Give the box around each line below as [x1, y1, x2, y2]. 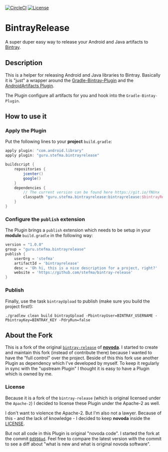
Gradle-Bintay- [126, 93, 158, 98]
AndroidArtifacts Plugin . [5, 83, 54, 89]
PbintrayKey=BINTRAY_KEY [5, 317, 57, 323]
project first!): [5, 303, 33, 309]
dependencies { [14, 185, 46, 190]
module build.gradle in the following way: [5, 233, 93, 239]
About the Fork [5, 331, 53, 339]
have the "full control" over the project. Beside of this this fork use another [5, 355, 159, 361]
